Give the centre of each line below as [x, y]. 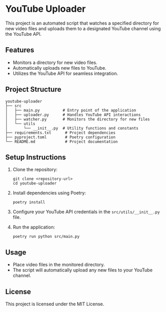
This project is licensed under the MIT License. [55, 304]
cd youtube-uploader [35, 183]
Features [20, 50]
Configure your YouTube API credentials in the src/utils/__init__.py [86, 212]
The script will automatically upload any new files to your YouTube [82, 270]
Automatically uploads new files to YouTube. [59, 68]
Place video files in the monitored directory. [59, 265]
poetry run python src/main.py [46, 237]
